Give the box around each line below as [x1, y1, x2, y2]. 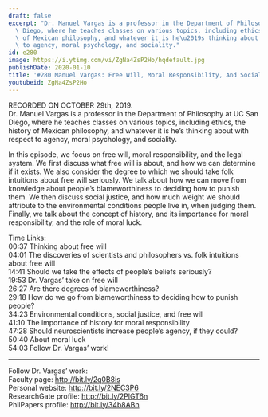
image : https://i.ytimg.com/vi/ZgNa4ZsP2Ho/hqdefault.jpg [8, 57, 205, 65]
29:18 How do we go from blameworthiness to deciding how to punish [8, 292, 238, 301]
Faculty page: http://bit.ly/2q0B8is [8, 374, 121, 384]
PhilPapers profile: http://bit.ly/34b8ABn [8, 399, 140, 409]
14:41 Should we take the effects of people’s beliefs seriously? [8, 266, 212, 276]
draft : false [8, 11, 52, 20]
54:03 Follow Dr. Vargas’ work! [8, 343, 109, 352]
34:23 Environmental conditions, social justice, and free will [8, 309, 204, 319]
